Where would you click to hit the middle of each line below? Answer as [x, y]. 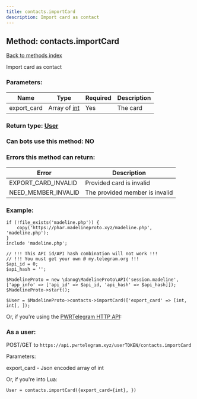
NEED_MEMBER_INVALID [45, 192]
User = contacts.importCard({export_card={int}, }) [71, 390]
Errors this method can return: [51, 157]
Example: [20, 210]
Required [98, 97]
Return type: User [32, 125]
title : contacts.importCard [41, 12]
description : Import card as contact [53, 17]
